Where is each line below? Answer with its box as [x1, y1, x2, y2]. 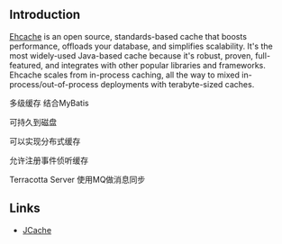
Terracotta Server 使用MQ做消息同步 [9, 174, 146, 185]
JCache [22, 224, 52, 235]
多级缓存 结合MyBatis [9, 97, 89, 108]
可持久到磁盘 [9, 116, 57, 127]
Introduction [9, 7, 81, 23]
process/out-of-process [9, 78, 99, 89]
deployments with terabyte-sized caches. [100, 78, 255, 89]
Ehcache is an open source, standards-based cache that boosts [9, 31, 248, 41]
